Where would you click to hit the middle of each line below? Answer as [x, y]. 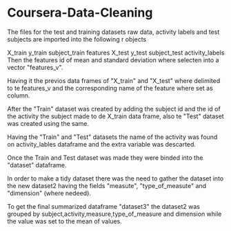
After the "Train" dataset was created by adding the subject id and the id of [114, 109]
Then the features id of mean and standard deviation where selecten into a [113, 59]
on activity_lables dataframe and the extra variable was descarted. [102, 144]
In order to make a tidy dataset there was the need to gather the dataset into [115, 178]
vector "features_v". [35, 67]
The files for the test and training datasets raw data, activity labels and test [113, 32]
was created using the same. [48, 123]
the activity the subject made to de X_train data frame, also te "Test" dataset [115, 116]
